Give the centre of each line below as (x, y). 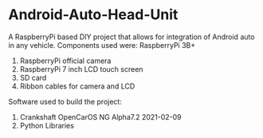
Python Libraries (47, 125)
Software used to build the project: (65, 101)
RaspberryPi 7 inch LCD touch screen (81, 69)
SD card (33, 77)
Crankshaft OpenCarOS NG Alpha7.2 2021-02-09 (100, 116)
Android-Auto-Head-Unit (93, 15)
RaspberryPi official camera (65, 61)
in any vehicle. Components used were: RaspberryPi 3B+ (102, 45)
